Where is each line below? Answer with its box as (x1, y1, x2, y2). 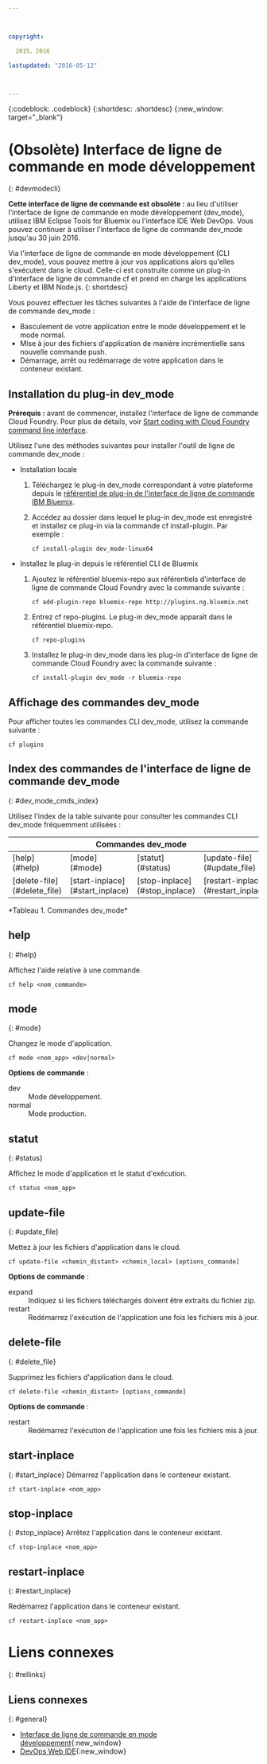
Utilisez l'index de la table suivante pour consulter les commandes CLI (8, 811, 238, 821)
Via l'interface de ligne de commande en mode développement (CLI (8, 249, 230, 258)
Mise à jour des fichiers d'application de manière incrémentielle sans (19, 339, 245, 348)
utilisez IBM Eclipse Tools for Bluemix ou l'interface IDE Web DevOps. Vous (8, 216, 254, 226)
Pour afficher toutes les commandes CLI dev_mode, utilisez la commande (8, 717, 249, 726)
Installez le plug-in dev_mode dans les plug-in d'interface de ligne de (31, 650, 258, 660)
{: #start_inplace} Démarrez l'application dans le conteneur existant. (8, 1470, 231, 1479)
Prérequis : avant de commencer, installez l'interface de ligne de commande (8, 408, 259, 418)
